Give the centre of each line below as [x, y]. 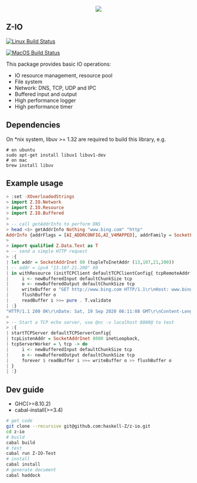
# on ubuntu [21, 150]
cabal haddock [23, 475]
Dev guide [25, 389]
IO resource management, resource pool [64, 75]
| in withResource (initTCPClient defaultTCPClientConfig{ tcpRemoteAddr [98, 273]
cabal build [21, 443]
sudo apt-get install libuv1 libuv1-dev [56, 155]
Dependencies [33, 125]
